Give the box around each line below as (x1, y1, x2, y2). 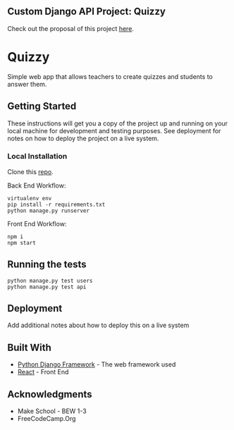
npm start (7, 239, 37, 246)
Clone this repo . (7, 167, 54, 176)
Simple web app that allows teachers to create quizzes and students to (7, 72, 213, 80)
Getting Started (7, 100, 77, 112)
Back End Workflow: (7, 181, 66, 190)
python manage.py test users (7, 277, 93, 284)
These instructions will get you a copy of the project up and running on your (7, 119, 228, 128)
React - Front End (17, 368, 69, 376)
